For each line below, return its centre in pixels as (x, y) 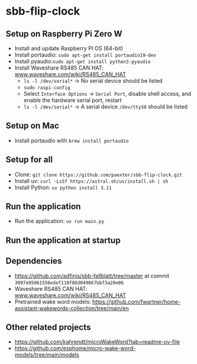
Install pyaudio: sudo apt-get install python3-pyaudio (82, 61)
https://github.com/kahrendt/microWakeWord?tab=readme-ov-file (97, 342)
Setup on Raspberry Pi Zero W (64, 34)
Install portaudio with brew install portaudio (71, 140)
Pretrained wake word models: (53, 302)
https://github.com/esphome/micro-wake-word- (75, 348)
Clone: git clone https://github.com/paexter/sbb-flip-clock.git (98, 174)
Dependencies (34, 261)
